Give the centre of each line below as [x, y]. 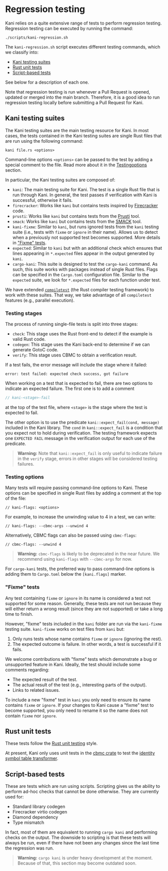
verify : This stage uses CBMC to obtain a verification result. [75, 355]
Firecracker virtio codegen [40, 812]
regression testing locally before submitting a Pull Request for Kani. [74, 102]
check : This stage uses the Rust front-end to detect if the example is [82, 334]
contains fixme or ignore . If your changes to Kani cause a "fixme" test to [79, 705]
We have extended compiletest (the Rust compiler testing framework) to [79, 289]
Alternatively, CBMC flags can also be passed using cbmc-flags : [71, 535]
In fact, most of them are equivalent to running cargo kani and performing [81, 832]
